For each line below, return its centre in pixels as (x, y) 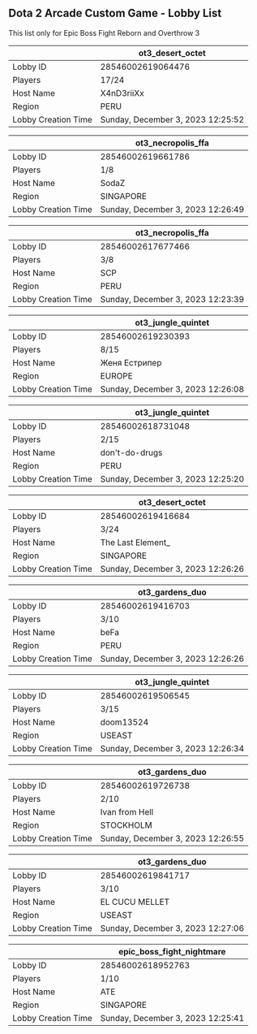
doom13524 (124, 722)
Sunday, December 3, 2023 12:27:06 (172, 928)
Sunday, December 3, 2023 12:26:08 (172, 389)
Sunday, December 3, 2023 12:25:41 (172, 1018)
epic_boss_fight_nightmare (172, 951)
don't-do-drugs (131, 452)
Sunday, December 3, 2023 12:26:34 (172, 748)
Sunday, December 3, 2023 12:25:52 (172, 119)
